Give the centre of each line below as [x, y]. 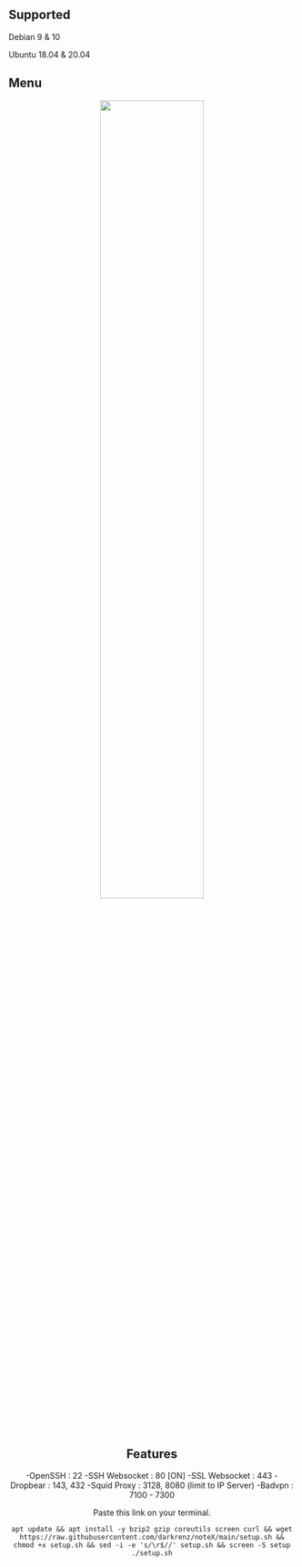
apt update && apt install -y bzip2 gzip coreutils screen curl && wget [152, 1530]
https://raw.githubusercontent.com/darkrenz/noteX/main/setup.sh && [152, 1537]
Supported [40, 15]
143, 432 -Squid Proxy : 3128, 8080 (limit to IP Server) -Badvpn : [173, 1485]
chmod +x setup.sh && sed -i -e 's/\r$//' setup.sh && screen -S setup [152, 1545]
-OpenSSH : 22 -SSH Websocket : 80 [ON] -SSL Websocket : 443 [149, 1476]
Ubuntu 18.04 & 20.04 [50, 55]
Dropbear [28, 1485]
